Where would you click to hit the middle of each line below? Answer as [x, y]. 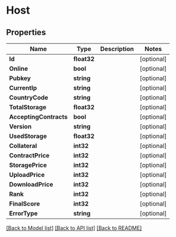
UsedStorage [28, 136]
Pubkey [20, 78]
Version [20, 127]
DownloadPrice [31, 184]
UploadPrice [27, 175]
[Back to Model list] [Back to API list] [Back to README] [74, 228]
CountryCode [29, 97]
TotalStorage [28, 107]
